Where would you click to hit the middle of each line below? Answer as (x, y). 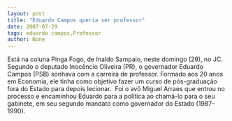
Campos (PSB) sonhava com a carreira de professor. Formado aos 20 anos (115, 74)
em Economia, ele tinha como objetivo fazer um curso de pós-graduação (113, 81)
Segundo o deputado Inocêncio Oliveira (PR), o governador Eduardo (106, 67)
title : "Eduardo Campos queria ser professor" (76, 20)
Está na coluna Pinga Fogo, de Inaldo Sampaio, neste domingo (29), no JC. (115, 59)
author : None (26, 40)
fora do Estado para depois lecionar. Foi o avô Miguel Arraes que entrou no (116, 89)
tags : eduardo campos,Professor (54, 33)
